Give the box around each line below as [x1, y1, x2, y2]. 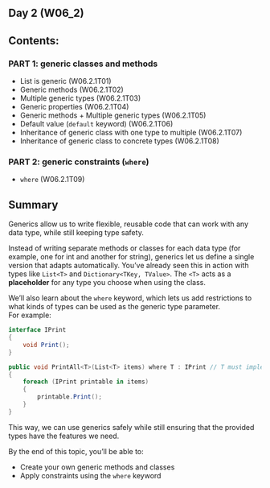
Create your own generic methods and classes [19, 462, 175, 472]
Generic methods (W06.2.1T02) [19, 85, 125, 95]
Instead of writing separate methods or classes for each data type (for [8, 243, 241, 253]
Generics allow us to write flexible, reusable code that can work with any [8, 219, 249, 229]
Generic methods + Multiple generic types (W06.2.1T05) [19, 110, 207, 120]
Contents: [8, 34, 59, 48]
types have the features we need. [8, 431, 120, 440]
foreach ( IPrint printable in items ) [22, 378, 149, 386]
